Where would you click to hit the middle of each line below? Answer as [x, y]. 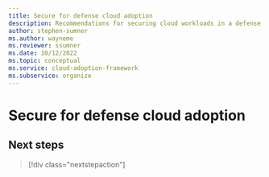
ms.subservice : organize [50, 76]
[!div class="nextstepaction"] [77, 164]
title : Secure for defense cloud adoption [81, 16]
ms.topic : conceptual [45, 61]
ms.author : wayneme [41, 38]
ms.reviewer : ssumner [45, 46]
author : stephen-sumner [48, 31]
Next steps [36, 145]
